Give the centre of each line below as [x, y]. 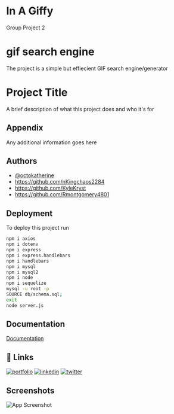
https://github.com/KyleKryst [50, 188]
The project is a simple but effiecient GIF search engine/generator [87, 68]
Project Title [37, 92]
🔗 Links [20, 357]
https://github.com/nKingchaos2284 [60, 182]
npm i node [20, 278]
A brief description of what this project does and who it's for [80, 109]
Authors [22, 161]
